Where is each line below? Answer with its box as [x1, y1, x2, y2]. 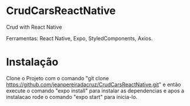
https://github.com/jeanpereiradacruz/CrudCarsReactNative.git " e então [6, 81, 181, 88]
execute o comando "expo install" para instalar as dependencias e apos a [6, 87, 184, 94]
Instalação [6, 56, 59, 69]
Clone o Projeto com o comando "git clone [6, 74, 109, 81]
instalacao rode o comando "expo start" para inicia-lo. [6, 93, 138, 100]
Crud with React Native [6, 23, 62, 30]
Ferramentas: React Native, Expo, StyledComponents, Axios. [6, 35, 153, 42]
